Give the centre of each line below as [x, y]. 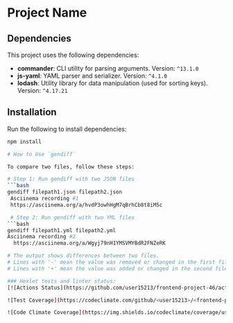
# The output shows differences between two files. [83, 256]
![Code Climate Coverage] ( [46, 313]
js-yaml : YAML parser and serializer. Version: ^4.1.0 [92, 76]
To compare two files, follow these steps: [71, 167]
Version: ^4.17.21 [42, 90]
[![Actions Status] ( [37, 288]
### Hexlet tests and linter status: [62, 281]
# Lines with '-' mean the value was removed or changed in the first [111, 262]
